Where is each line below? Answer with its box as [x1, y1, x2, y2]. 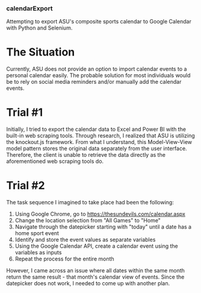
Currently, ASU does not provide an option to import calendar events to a [6, 65, 187, 73]
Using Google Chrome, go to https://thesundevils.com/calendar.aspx [14, 210, 185, 218]
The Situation [6, 45, 75, 59]
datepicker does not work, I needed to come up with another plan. [6, 280, 170, 287]
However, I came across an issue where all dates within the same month [6, 267, 185, 274]
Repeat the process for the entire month [14, 255, 114, 263]
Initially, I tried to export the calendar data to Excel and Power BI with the [6, 125, 187, 133]
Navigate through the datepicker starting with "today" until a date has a [14, 223, 191, 230]
